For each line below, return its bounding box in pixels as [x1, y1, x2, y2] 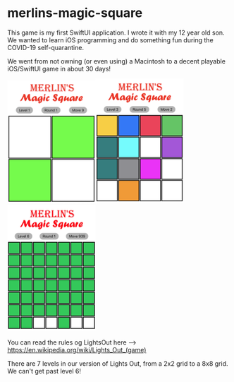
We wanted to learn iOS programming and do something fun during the [7, 35, 214, 44]
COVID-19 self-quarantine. [7, 43, 85, 52]
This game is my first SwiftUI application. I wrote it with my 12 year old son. [7, 28, 225, 37]
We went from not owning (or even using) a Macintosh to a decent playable [7, 56, 226, 65]
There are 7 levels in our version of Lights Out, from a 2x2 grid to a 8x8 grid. [7, 359, 228, 368]
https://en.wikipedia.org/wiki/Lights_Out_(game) [7, 345, 147, 354]
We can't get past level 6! [7, 366, 81, 375]
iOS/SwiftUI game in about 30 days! [7, 64, 111, 73]
